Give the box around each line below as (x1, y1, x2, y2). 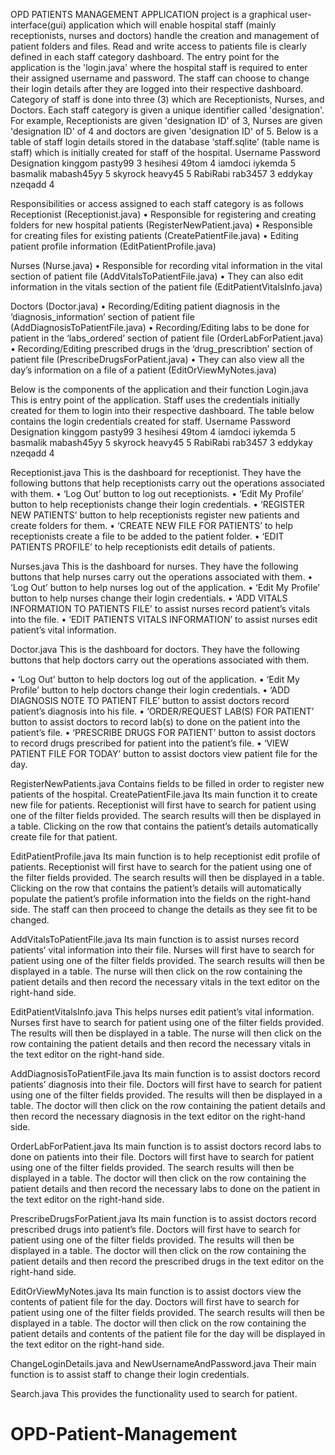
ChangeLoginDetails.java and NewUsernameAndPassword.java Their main (10, 1358, 317, 1369)
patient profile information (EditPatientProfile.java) (10, 240, 217, 252)
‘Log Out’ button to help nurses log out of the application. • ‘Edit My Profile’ (10, 582, 320, 593)
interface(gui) (10, 19, 67, 31)
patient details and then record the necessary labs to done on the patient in (10, 1183, 321, 1194)
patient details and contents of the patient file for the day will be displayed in (10, 1328, 326, 1339)
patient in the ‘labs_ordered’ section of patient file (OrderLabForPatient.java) (10, 332, 324, 344)
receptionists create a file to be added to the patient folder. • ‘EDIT (10, 530, 285, 542)
